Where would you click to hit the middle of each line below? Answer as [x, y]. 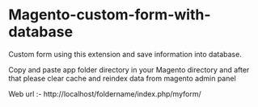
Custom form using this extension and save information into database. [125, 54]
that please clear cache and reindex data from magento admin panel [122, 78]
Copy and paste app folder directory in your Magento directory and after [129, 69]
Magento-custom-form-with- [110, 15]
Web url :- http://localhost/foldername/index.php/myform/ [105, 93]
